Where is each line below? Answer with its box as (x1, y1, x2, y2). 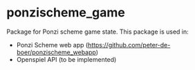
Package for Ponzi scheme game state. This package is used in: (6, 27, 189, 36)
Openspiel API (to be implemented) (16, 55, 117, 63)
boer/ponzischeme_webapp (16, 48, 96, 56)
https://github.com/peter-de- (88, 40, 171, 49)
